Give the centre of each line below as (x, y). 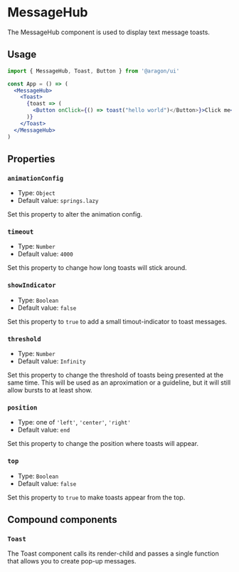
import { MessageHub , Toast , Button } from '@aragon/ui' (94, 71)
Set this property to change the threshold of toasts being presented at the (116, 375)
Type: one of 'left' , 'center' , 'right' (74, 422)
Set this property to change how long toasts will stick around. (97, 268)
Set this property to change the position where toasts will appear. (103, 444)
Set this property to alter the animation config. (75, 214)
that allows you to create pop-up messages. (72, 561)
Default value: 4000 (45, 254)
